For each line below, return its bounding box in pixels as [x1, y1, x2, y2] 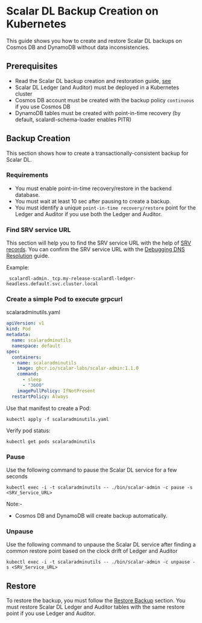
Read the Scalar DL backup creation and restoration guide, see [14, 77, 171, 84]
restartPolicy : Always [11, 394, 69, 400]
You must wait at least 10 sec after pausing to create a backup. [14, 197, 171, 205]
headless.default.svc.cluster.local [6, 281, 98, 287]
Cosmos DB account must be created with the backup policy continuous [14, 96, 195, 104]
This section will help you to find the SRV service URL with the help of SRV [6, 239, 192, 246]
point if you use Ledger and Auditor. [6, 610, 96, 617]
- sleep [22, 377, 42, 383]
